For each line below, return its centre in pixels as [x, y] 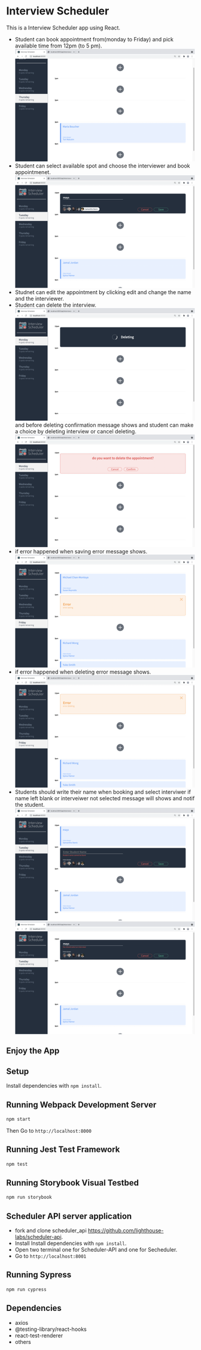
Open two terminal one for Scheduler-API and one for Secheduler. [96, 1250]
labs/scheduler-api [38, 1237]
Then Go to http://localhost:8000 [49, 1130]
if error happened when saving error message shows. [81, 552]
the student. [30, 804]
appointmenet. [33, 172]
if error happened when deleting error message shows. [83, 672]
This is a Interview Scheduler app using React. [63, 28]
